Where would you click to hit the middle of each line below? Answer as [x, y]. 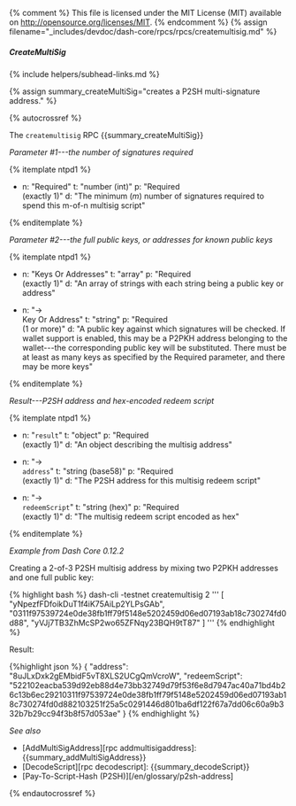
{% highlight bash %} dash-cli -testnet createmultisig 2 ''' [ [117, 594]
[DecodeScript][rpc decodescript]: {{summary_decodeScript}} [136, 766]
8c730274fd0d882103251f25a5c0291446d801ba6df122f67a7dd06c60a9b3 [147, 704]
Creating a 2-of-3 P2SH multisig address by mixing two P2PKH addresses [144, 568]
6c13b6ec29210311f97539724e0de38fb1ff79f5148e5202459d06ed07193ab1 [148, 694]
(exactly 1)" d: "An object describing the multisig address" [127, 444]
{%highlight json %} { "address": [69, 666]
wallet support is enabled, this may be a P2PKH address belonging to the [155, 338]
